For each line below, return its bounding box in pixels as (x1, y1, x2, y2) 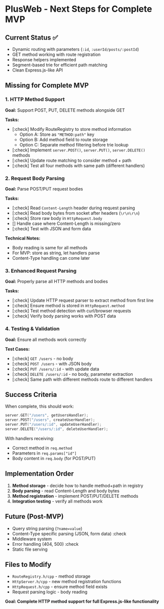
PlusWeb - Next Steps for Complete (5, 3, 152, 15)
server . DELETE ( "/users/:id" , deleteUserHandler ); (5, 427, 109, 432)
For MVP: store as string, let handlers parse (12, 250, 100, 256)
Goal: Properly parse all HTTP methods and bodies (5, 278, 108, 285)
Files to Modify (5, 560, 51, 569)
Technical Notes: (5, 235, 41, 241)
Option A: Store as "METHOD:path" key (19, 131, 94, 137)
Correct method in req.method (12, 445, 72, 451)
